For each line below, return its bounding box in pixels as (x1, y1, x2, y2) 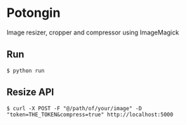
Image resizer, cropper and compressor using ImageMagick (6, 28, 180, 37)
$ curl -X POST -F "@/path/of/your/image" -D (6, 105, 142, 112)
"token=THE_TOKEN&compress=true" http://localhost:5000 (6, 111, 173, 118)
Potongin (6, 5, 61, 21)
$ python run (6, 67, 45, 74)
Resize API (6, 86, 54, 98)
